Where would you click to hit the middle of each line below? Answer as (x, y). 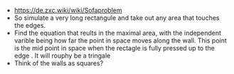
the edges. (30, 25)
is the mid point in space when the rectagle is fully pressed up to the (114, 48)
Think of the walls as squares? (59, 63)
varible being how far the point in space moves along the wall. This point (121, 41)
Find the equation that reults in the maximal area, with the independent (118, 33)
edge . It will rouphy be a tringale (62, 55)
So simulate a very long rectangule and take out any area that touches (117, 18)
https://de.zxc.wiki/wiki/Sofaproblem (68, 10)
